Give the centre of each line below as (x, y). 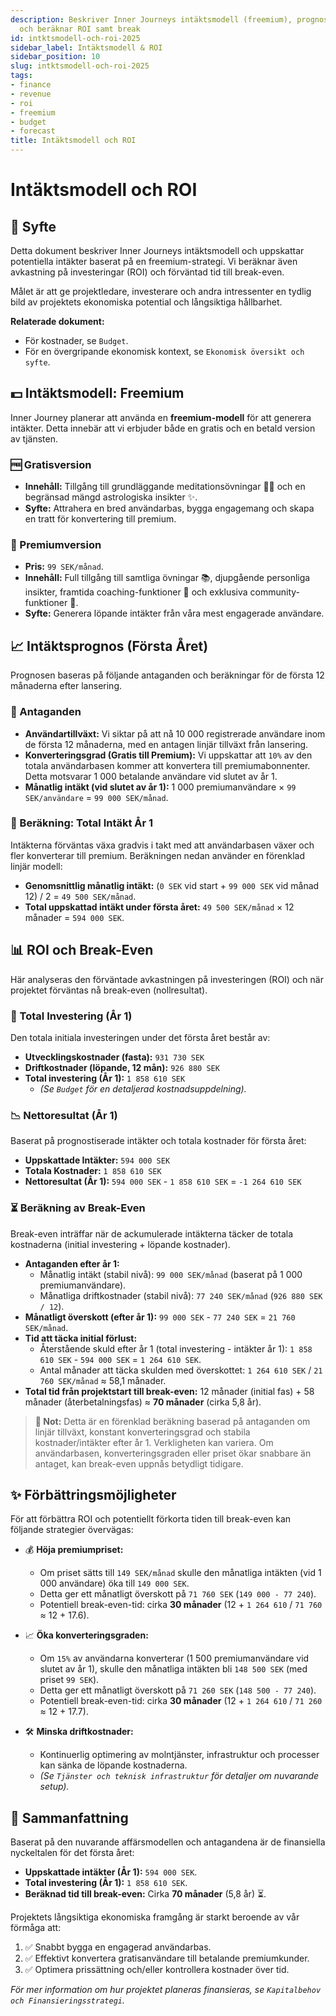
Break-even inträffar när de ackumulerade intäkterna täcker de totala (152, 1233)
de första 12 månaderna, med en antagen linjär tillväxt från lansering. (166, 744)
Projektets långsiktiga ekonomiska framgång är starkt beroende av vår (155, 1917)
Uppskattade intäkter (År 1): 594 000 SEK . (111, 1872)
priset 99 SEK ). (69, 1680)
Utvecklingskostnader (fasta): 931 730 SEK (114, 1057)
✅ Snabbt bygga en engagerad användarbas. (118, 1947)
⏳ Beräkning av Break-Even (78, 1208)
